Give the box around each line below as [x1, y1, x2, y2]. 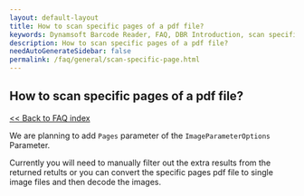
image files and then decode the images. [9, 176, 161, 187]
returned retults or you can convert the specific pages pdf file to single [9, 166, 274, 177]
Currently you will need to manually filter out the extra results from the [9, 157, 271, 168]
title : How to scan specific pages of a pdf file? [9, 22, 204, 31]
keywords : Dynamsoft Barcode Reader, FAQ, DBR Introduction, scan [9, 30, 265, 39]
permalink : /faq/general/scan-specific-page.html [9, 55, 201, 64]
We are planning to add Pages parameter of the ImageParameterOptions [9, 130, 271, 141]
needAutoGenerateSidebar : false [9, 47, 131, 56]
